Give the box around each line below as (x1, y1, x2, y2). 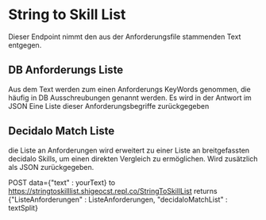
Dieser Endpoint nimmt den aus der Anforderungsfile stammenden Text (8, 32, 241, 41)
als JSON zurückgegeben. (8, 162, 94, 172)
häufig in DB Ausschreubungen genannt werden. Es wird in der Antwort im (8, 93, 252, 102)
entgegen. (8, 40, 42, 49)
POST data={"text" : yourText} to (8, 177, 116, 187)
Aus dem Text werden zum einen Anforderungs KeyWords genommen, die (8, 84, 252, 94)
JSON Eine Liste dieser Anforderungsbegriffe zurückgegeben (8, 101, 210, 110)
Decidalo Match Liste (8, 125, 115, 138)
